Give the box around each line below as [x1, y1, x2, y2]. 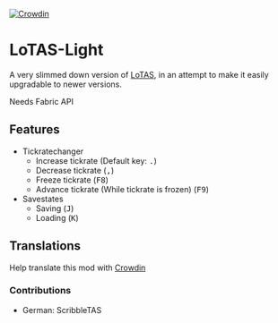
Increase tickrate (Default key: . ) [35, 155, 157, 166]
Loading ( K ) [35, 212, 79, 223]
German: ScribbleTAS [22, 304, 102, 315]
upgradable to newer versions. [9, 79, 123, 89]
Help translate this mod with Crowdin [9, 262, 146, 273]
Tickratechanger [22, 146, 84, 157]
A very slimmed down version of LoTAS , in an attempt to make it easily [9, 69, 269, 80]
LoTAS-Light [9, 40, 104, 60]
